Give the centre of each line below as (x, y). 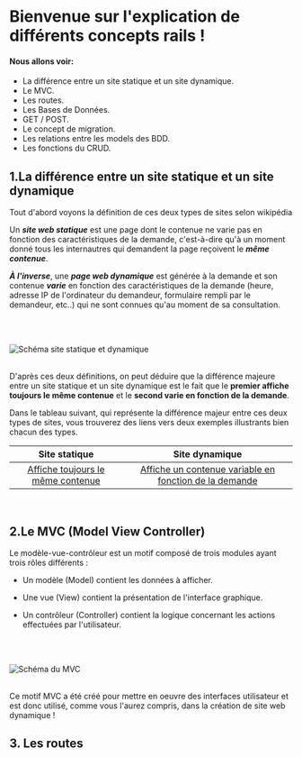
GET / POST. (45, 120)
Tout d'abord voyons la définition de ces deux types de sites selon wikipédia (151, 213)
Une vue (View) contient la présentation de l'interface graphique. (142, 597)
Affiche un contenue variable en (208, 470)
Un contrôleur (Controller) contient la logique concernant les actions (149, 616)
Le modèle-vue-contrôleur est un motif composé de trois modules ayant (143, 553)
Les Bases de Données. (66, 110)
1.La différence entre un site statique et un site (142, 176)
